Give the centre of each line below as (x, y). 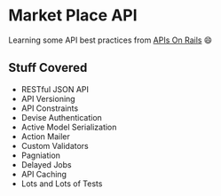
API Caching (44, 174)
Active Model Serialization (69, 127)
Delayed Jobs (46, 164)
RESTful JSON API (55, 89)
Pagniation (41, 155)
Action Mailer (45, 136)
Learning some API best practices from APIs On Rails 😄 (110, 40)
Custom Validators (55, 145)
